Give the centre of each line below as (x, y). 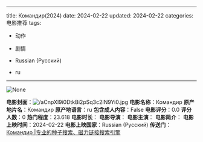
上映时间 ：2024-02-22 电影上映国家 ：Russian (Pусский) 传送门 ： (89, 125)
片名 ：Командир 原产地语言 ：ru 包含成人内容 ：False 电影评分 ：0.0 (95, 110)
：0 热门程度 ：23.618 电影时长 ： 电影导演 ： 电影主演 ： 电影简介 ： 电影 (106, 117)
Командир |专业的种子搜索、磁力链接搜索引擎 (63, 132)
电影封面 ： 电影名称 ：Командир (94, 102)
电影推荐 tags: (24, 23)
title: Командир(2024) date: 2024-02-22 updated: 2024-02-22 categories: (100, 15)
